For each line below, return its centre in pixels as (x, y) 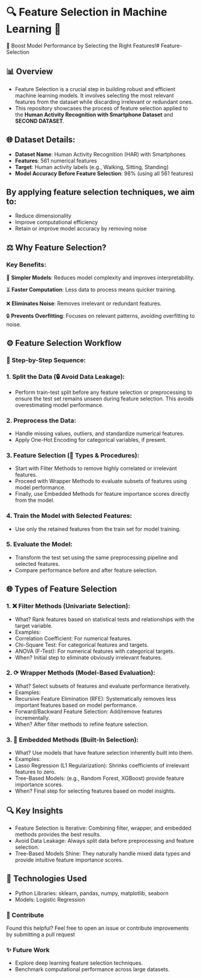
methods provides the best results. (58, 834)
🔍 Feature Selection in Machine (87, 12)
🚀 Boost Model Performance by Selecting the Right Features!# (83, 46)
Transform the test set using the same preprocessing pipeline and (96, 557)
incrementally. (32, 718)
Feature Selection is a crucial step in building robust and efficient (95, 89)
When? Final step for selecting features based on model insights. (95, 791)
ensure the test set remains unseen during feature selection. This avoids (104, 398)
